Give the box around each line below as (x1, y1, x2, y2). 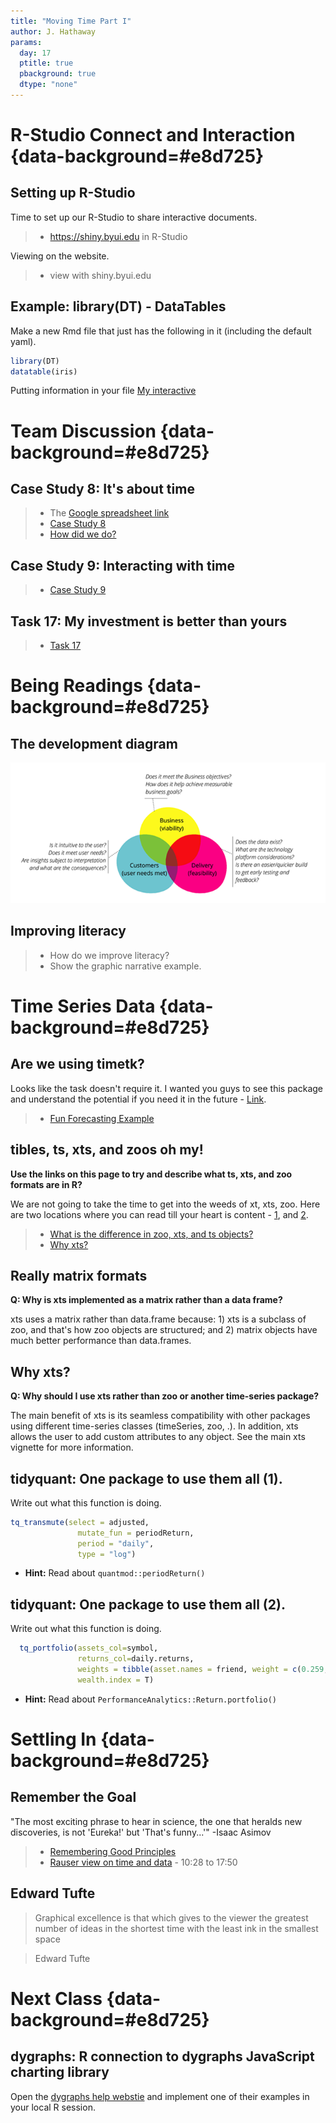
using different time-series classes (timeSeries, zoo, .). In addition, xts (10, 1420, 299, 1432)
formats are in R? (10, 1178, 83, 1190)
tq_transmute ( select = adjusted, (10, 1517, 150, 1527)
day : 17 (19, 48, 52, 58)
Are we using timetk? (10, 1056, 145, 1073)
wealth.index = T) (77, 1675, 155, 1685)
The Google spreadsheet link (49, 507, 170, 519)
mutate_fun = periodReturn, (77, 1528, 195, 1538)
